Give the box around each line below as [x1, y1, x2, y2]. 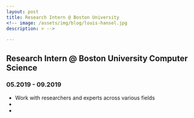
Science [6, 62, 38, 72]
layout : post [6, 8, 39, 15]
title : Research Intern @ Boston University [6, 14, 120, 20]
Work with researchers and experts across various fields [14, 94, 155, 101]
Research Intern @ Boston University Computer [6, 53, 188, 63]
